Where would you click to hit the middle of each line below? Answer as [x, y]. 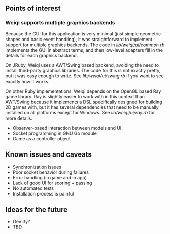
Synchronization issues [37, 167]
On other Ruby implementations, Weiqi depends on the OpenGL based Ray [83, 91]
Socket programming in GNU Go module [55, 133]
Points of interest [33, 8]
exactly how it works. [27, 81]
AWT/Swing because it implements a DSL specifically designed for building [84, 102]
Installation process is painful [43, 193]
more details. [19, 118]
